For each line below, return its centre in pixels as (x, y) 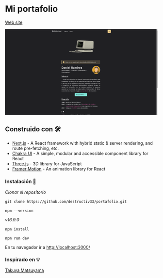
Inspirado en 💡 (23, 260)
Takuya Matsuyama (24, 270)
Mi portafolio (32, 9)
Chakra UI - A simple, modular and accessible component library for (80, 154)
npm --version (19, 211)
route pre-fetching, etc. (35, 148)
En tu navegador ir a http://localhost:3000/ (48, 247)
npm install (17, 229)
